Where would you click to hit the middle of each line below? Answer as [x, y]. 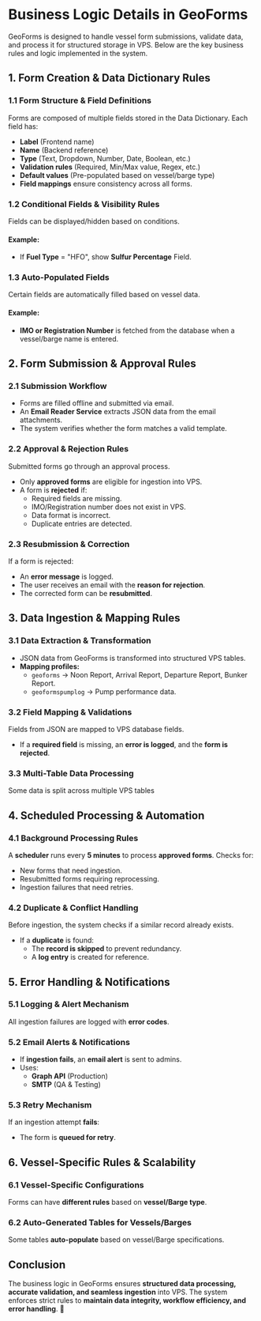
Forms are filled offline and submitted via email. [97, 403]
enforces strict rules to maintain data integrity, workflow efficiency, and [127, 1300]
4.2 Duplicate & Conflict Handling [73, 908]
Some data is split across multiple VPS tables [82, 791]
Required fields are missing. [76, 498]
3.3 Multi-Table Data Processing [71, 773]
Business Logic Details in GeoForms [128, 15]
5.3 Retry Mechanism [50, 1105]
